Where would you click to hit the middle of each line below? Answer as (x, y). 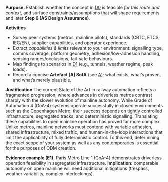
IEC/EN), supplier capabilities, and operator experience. (70, 43)
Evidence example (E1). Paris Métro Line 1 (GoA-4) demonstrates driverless (83, 158)
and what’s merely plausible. (42, 80)
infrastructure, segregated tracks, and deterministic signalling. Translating (81, 116)
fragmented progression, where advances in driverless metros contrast (79, 95)
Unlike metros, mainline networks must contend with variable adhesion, (79, 127)
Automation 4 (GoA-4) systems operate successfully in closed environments (84, 106)
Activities (16, 28)
